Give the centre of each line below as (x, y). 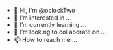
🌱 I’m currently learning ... (50, 25)
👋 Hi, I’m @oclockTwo (44, 10)
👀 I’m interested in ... (42, 18)
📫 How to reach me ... (45, 40)
